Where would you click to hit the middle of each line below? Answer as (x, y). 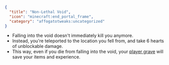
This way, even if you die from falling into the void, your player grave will (88, 52)
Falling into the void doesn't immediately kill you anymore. (73, 36)
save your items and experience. (46, 57)
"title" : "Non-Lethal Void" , (40, 12)
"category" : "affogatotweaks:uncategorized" (57, 21)
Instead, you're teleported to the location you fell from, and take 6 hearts (88, 41)
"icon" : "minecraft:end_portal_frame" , (52, 17)
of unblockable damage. (38, 46)
